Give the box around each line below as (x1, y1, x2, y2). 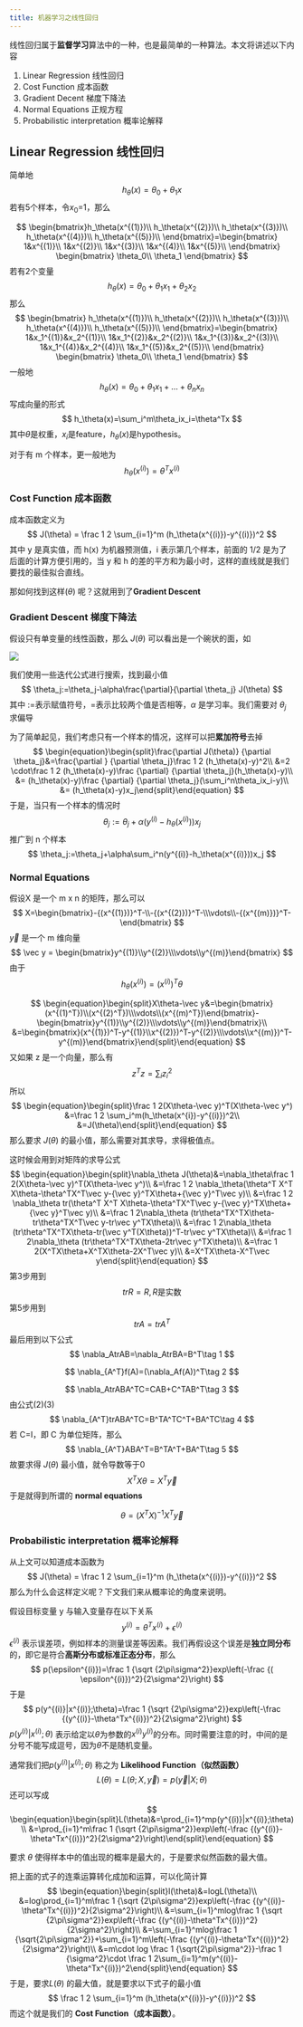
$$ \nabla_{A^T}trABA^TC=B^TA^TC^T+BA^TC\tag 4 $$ (49, 1413, 255, 1424)
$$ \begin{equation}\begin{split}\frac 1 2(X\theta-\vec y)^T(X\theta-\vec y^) (11, 1100, 293, 1111)
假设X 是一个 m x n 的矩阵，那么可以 (9, 893, 146, 904)
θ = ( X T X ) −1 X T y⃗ (120, 1508, 184, 1521)
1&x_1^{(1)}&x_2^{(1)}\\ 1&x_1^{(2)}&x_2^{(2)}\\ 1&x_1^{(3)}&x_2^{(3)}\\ (25, 331, 279, 342)
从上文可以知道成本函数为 (9, 1556, 105, 1567)
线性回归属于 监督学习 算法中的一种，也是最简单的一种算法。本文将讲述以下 (9, 39, 287, 50)
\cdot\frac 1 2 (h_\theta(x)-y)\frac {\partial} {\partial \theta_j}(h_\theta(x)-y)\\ (10, 766, 294, 777)
